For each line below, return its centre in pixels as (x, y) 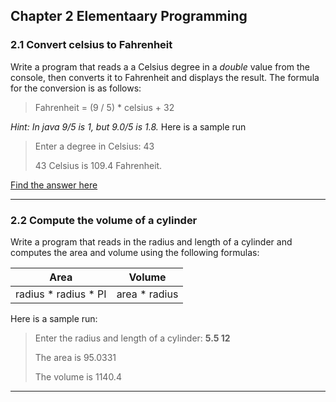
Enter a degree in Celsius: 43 (94, 146)
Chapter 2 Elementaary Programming (129, 16)
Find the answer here (54, 185)
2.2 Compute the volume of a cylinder (104, 220)
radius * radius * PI (61, 294)
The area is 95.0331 (75, 357)
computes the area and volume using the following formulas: (135, 252)
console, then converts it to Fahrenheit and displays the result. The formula (165, 77)
